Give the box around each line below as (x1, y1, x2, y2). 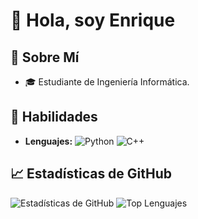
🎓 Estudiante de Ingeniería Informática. (24, 76, 190, 88)
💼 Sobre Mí (10, 49, 80, 66)
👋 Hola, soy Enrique (10, 9, 176, 32)
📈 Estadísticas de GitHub (10, 165, 173, 183)
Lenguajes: (24, 135, 73, 147)
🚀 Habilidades (10, 109, 98, 126)
